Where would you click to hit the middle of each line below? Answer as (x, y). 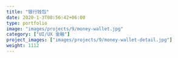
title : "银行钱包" (28, 12)
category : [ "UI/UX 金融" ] (38, 34)
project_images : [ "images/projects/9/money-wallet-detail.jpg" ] (89, 40)
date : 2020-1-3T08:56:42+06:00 (46, 18)
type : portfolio (27, 23)
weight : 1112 (23, 46)
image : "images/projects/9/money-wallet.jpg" (65, 29)
